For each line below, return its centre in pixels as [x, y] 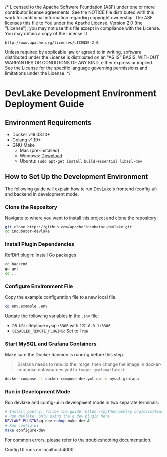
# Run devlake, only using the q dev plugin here [58, 416]
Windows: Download [41, 156]
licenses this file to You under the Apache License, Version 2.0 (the [74, 23]
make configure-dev [25, 430]
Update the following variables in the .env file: [52, 316]
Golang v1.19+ [27, 140]
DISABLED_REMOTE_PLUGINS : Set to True [50, 331]
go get [12, 269]
